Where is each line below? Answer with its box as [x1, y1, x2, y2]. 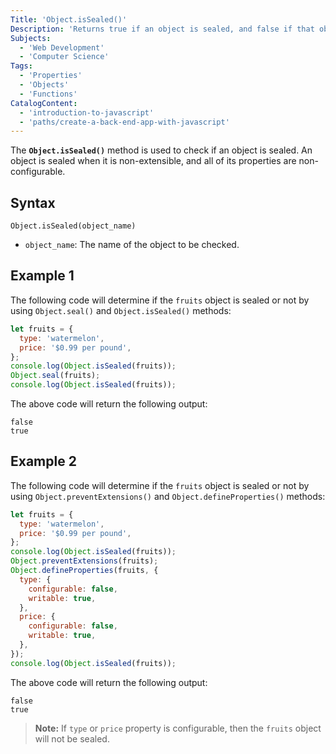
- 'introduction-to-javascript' [19, 107, 155, 118]
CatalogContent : [10, 98, 78, 108]
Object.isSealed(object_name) [10, 221, 137, 231]
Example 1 [10, 267, 75, 285]
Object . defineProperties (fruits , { [10, 566, 159, 576]
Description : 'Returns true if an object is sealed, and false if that [10, 24, 315, 34]
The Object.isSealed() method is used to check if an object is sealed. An [10, 144, 313, 156]
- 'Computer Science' [19, 52, 110, 62]
